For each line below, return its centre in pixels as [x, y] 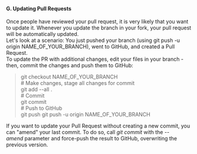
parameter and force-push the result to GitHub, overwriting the [101, 139]
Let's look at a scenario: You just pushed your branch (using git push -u [93, 40]
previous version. [27, 145]
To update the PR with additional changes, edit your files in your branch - [95, 59]
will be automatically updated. [42, 34]
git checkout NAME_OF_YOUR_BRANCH [69, 77]
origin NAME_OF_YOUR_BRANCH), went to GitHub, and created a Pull [91, 47]
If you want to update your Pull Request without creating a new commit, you [98, 126]
